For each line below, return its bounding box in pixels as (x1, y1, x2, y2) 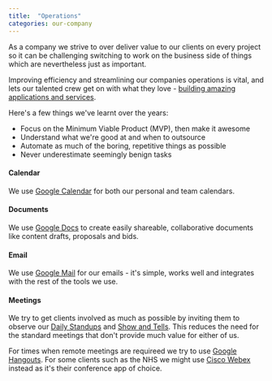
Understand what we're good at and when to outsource (19, 132, 205, 142)
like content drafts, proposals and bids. (8, 231, 140, 240)
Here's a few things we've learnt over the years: (8, 107, 169, 118)
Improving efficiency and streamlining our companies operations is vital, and (8, 75, 264, 84)
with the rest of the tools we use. (8, 277, 119, 287)
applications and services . (8, 92, 97, 102)
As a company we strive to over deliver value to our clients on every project (8, 41, 261, 51)
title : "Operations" (8, 11, 82, 20)
